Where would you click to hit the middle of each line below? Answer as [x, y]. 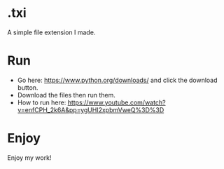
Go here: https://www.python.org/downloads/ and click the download [118, 80]
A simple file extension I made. [51, 32]
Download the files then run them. [66, 95]
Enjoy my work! [29, 157]
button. [28, 87]
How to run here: [42, 102]
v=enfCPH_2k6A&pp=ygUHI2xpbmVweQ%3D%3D [91, 109]
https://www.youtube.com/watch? [117, 102]
